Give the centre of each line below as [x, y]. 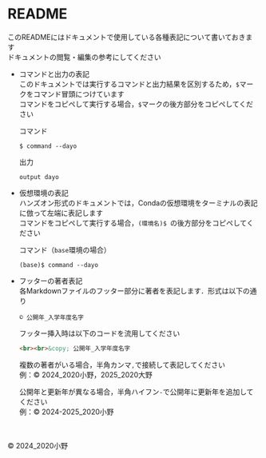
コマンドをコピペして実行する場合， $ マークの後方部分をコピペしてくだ [136, 104]
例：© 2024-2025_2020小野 [66, 412]
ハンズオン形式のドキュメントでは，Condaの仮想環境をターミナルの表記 [138, 203]
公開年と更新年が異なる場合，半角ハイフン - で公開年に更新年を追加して [136, 392]
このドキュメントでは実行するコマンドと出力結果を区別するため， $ [129, 84]
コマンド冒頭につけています [79, 94]
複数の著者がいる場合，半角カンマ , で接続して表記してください [122, 364]
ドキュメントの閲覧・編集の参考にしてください [84, 57]
